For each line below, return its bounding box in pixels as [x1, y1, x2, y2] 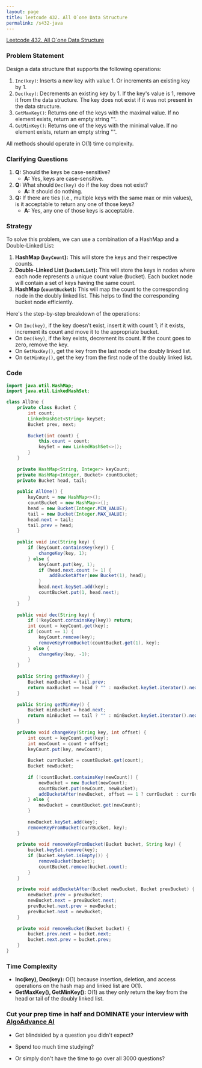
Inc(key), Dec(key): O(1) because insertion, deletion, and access [14, 976, 176, 983]
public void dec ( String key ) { [17, 612, 96, 618]
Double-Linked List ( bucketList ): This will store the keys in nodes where [14, 266, 195, 274]
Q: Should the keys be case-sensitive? [14, 168, 111, 175]
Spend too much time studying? [14, 1043, 94, 1050]
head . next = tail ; [28, 516, 74, 523]
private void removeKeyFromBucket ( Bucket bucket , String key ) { [17, 842, 182, 848]
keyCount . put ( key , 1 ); [38, 561, 96, 567]
